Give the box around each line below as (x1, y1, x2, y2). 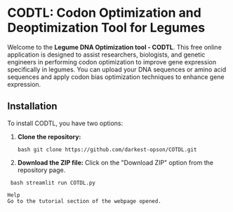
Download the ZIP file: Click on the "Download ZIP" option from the (17, 158, 214, 167)
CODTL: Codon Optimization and (7, 5, 201, 21)
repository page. (17, 166, 66, 174)
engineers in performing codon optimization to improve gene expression (7, 57, 216, 66)
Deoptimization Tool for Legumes (7, 20, 206, 36)
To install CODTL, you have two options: (7, 119, 124, 127)
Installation (7, 100, 58, 113)
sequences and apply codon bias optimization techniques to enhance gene (7, 72, 225, 81)
